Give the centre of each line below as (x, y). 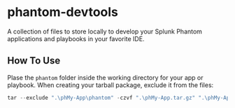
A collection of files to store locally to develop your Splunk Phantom (105, 31)
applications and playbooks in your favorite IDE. (76, 38)
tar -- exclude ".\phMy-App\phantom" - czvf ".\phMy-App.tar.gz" (101, 98)
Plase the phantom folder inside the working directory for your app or (105, 77)
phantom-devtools (63, 12)
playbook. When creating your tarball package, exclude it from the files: (111, 85)
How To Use (34, 61)
